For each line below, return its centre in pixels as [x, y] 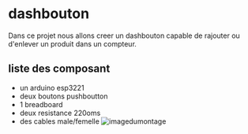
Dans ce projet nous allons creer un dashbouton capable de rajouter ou [124, 35]
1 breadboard [41, 104]
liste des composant [59, 69]
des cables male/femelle [60, 121]
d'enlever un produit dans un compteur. [72, 43]
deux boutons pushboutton [64, 96]
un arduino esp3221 [52, 87]
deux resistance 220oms [60, 113]
